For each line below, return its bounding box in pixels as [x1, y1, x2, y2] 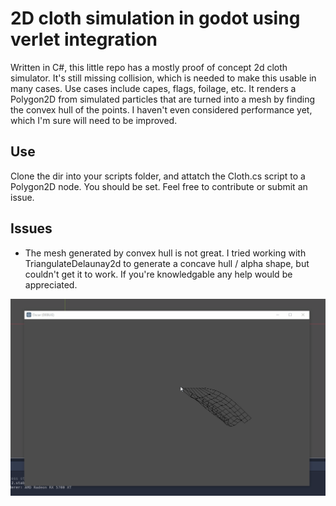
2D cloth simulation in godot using [10, 7, 301, 30]
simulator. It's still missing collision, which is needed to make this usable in [10, 72, 317, 84]
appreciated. [24, 278, 78, 291]
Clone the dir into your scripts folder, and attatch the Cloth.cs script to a [10, 170, 306, 182]
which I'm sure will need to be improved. [10, 114, 178, 126]
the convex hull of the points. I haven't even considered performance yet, [10, 103, 313, 116]
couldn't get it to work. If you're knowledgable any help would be [24, 268, 293, 280]
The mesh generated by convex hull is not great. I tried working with [24, 247, 307, 259]
